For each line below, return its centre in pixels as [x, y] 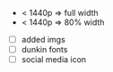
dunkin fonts [44, 50]
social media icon [54, 60]
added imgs [43, 40]
